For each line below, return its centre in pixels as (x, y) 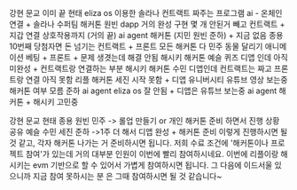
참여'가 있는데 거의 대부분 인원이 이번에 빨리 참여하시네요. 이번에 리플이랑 (152, 154)
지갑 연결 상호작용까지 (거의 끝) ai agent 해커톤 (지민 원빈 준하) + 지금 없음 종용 (146, 35)
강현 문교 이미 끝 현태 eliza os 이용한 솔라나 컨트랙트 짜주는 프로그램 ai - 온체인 (146, 13)
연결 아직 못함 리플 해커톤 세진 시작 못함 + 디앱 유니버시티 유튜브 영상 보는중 (156, 79)
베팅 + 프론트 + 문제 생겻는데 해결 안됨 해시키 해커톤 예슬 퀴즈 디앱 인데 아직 (156, 57)
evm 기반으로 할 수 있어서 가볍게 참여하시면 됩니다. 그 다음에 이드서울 (152, 165)
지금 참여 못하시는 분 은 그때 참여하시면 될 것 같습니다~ (127, 176)
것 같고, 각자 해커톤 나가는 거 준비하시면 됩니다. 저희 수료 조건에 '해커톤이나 (139, 143)
